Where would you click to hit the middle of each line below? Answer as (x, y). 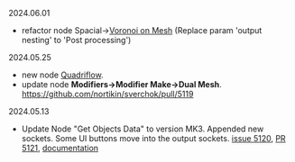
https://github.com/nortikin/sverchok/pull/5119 (107, 94)
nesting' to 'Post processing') (76, 40)
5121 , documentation (60, 148)
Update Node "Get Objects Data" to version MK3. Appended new (143, 129)
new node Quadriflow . (63, 75)
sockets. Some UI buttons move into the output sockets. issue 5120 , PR (153, 138)
